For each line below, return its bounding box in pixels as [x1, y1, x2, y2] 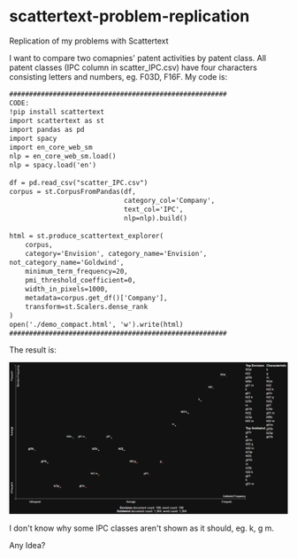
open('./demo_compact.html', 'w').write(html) [9, 320, 184, 329]
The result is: [9, 344, 57, 355]
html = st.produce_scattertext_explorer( [9, 231, 164, 240]
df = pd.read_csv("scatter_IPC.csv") [9, 178, 148, 187]
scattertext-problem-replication [9, 6, 250, 27]
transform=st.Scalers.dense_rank [25, 302, 148, 311]
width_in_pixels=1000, [25, 284, 109, 293]
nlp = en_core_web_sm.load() [9, 151, 117, 160]
